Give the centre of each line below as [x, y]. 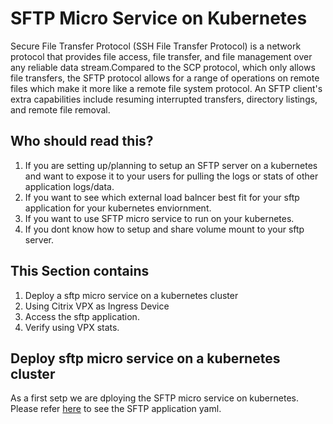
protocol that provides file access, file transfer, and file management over [161, 56]
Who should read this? [82, 141]
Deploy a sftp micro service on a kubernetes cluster [131, 295]
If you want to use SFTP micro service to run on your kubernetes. [159, 218]
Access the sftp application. [82, 316]
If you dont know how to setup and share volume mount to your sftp [164, 229]
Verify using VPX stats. [72, 327]
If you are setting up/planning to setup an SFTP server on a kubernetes [171, 165]
